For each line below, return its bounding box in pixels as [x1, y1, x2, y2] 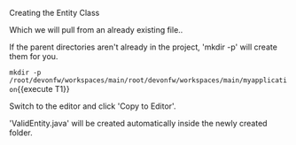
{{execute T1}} [17, 84, 70, 94]
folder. [9, 127, 33, 138]
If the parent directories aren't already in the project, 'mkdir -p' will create [9, 42, 277, 52]
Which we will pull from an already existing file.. [9, 25, 183, 34]
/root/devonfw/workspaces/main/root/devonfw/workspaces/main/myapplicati [9, 76, 288, 85]
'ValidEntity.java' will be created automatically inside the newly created [9, 118, 268, 128]
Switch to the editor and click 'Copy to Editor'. [9, 101, 176, 111]
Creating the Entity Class [9, 8, 100, 18]
